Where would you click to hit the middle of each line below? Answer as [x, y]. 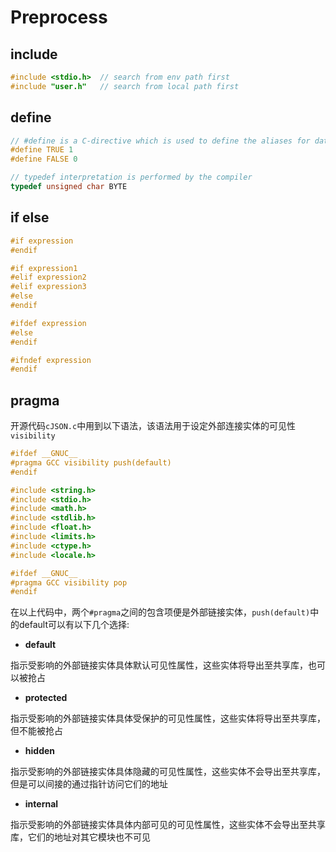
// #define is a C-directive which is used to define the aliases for [160, 141]
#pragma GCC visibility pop [69, 582]
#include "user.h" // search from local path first [125, 86]
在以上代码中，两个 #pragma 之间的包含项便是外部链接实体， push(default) [160, 612]
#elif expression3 [48, 287]
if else [30, 217]
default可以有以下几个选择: [74, 625]
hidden [40, 751]
